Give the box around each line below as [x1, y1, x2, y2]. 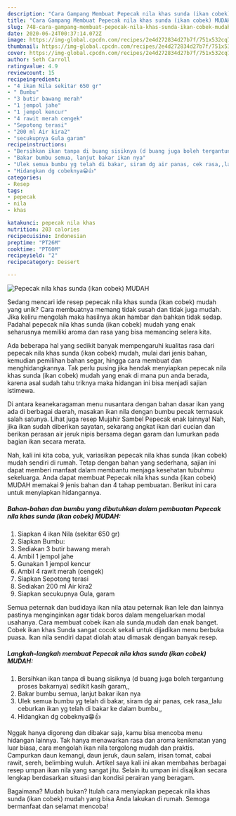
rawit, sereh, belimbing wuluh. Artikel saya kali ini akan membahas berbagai [7, 758, 227, 767]
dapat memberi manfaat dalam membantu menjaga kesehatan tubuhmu [7, 466, 214, 474]
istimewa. [7, 387, 35, 394]
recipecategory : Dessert [7, 258, 80, 266]
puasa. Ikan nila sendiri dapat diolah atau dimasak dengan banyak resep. [7, 633, 218, 641]
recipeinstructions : [7, 142, 68, 149]
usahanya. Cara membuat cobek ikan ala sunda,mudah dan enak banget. [7, 617, 218, 627]
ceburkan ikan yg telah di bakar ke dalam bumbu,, [17, 704, 162, 713]
